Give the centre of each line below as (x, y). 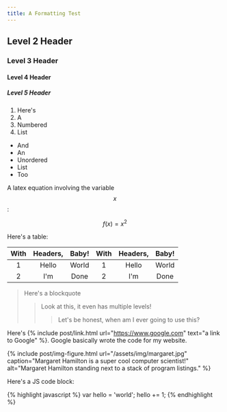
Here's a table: (28, 237)
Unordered (32, 160)
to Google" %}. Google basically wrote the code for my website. (97, 341)
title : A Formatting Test (44, 13)
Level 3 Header (33, 60)
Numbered (32, 125)
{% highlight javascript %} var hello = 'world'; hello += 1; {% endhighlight (110, 395)
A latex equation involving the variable (61, 187)
